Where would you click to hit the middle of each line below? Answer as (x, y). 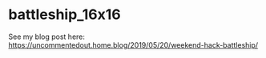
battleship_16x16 (65, 15)
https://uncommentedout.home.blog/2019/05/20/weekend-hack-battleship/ (133, 44)
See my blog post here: (47, 37)
